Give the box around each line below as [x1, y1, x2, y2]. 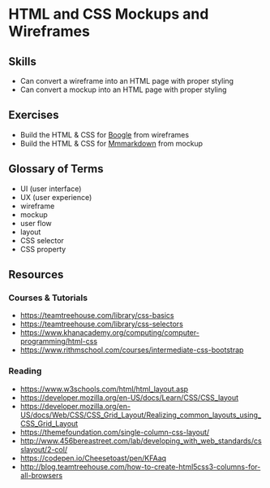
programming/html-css [19, 337, 98, 346]
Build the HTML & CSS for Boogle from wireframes [19, 129, 189, 139]
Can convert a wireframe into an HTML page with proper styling [19, 76, 234, 85]
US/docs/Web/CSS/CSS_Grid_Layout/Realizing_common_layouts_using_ [19, 410, 262, 420]
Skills [8, 54, 36, 68]
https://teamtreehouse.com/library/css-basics [19, 311, 174, 320]
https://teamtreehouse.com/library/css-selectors [19, 319, 184, 329]
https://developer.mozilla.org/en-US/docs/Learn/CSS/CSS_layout [19, 392, 239, 403]
